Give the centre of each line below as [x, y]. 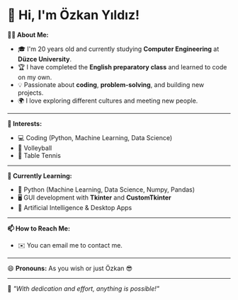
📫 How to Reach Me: [39, 228]
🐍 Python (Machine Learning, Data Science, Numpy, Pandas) [106, 189]
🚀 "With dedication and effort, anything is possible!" [84, 288]
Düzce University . [45, 59]
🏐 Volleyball [35, 148]
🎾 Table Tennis [39, 155]
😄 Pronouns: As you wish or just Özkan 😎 [70, 268]
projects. [30, 93]
